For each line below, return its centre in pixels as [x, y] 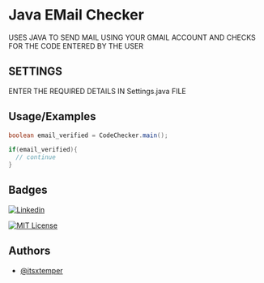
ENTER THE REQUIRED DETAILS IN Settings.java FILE [97, 91]
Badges [28, 190]
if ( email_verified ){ [43, 150]
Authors [30, 251]
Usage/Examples [52, 116]
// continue [36, 157]
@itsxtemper [41, 270]
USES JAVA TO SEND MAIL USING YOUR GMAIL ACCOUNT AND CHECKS [132, 37]
